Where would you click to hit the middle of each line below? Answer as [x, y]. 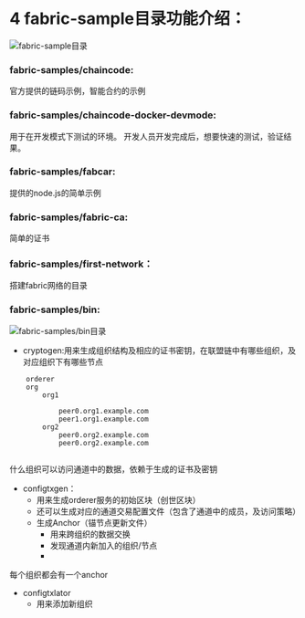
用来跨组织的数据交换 [90, 534]
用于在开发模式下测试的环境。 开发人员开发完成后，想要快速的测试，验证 [147, 136]
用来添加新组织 [64, 603]
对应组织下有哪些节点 [63, 361]
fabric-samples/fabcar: [63, 172]
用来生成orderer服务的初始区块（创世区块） [118, 499]
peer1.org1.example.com [103, 419]
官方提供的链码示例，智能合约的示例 [78, 91]
